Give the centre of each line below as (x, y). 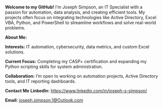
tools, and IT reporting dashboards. (41, 81)
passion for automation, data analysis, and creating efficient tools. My (75, 12)
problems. (15, 28)
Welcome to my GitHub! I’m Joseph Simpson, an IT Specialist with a (74, 7)
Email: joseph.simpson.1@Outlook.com (44, 100)
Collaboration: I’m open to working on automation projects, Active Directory (81, 76)
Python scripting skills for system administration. (54, 66)
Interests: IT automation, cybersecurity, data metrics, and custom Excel (77, 47)
